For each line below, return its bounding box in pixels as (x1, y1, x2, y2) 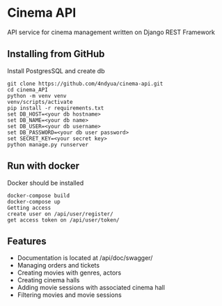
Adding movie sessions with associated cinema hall (17, 284, 166, 292)
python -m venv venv (7, 92, 68, 99)
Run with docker (7, 160, 80, 172)
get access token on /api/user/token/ (7, 216, 120, 224)
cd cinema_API (7, 86, 49, 93)
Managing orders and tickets (17, 261, 100, 270)
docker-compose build (7, 192, 70, 199)
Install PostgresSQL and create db (7, 66, 105, 75)
